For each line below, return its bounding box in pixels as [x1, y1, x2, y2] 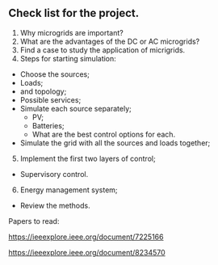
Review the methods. [19, 200, 90, 210]
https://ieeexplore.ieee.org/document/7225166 [8, 232, 164, 242]
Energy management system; [19, 185, 119, 195]
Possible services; [19, 95, 82, 104]
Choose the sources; [19, 69, 90, 79]
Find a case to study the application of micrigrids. [19, 44, 186, 55]
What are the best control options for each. [31, 129, 176, 139]
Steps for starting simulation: [19, 53, 117, 63]
